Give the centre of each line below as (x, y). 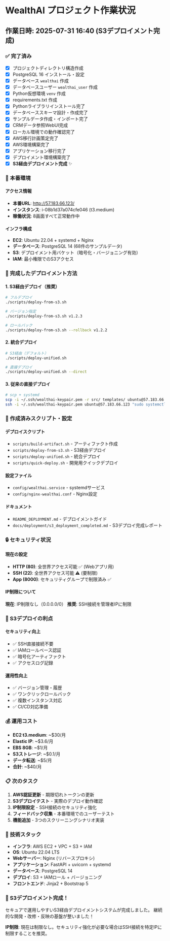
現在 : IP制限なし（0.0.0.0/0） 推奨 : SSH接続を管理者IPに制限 (68, 604)
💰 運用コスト (22, 721)
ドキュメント (18, 507)
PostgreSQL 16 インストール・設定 (49, 74)
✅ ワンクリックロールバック (42, 694)
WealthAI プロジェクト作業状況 (71, 10)
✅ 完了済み (18, 56)
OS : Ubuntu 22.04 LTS (36, 852)
